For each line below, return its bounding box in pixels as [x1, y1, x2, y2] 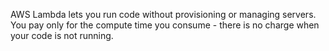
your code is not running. [10, 30, 114, 41]
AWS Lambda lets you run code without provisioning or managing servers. [10, 9, 317, 20]
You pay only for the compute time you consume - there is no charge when [10, 19, 320, 31]
